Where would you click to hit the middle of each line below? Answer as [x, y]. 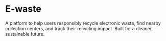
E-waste [23, 9]
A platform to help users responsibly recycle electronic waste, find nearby [83, 23]
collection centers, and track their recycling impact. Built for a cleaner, [79, 28]
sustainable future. [25, 34]
